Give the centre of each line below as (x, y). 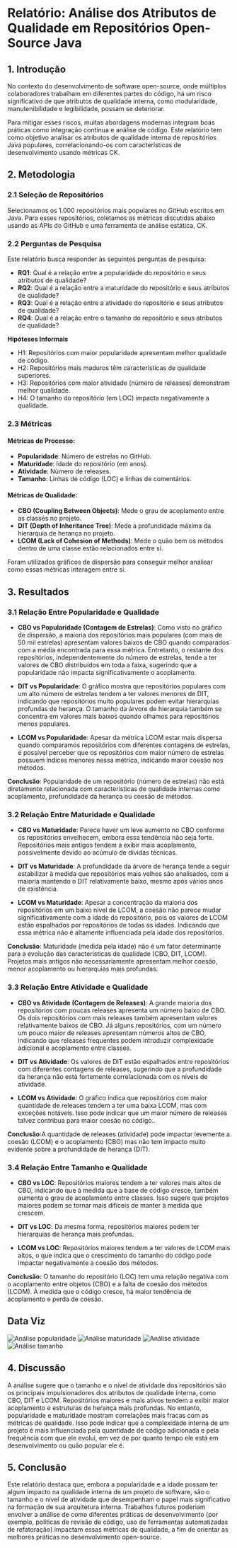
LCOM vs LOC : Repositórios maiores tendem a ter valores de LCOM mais (124, 1247)
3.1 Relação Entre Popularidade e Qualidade (83, 612)
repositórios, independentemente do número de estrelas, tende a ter (117, 657)
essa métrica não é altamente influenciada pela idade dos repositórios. (121, 932)
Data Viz (27, 1321)
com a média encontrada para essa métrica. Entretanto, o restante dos (121, 650)
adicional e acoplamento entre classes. (75, 1048)
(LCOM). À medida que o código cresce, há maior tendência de (99, 1291)
